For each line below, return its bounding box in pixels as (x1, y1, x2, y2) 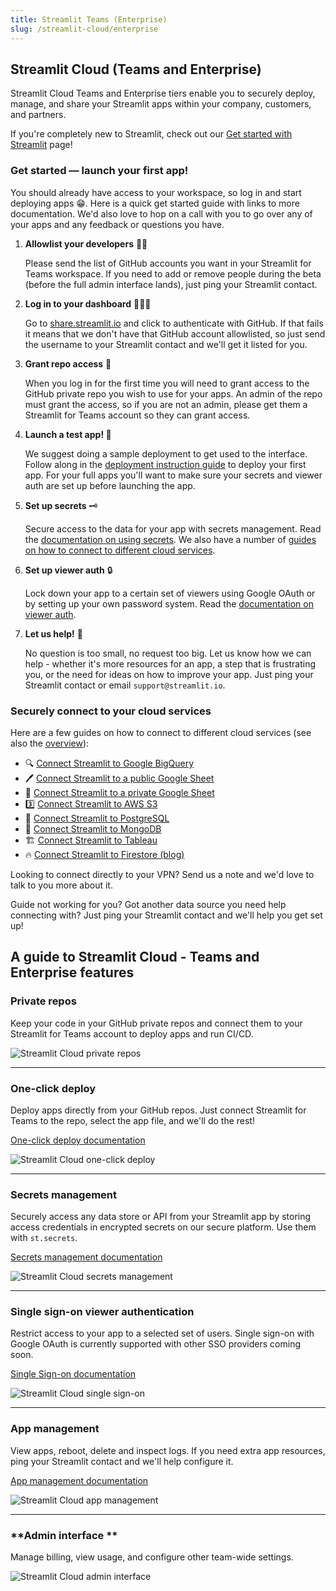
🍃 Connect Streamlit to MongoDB (24, 822, 162, 835)
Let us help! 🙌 (24, 627, 83, 640)
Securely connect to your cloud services (10, 704, 212, 718)
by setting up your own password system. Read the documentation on (24, 597, 314, 610)
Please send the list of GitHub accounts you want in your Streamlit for (24, 257, 312, 269)
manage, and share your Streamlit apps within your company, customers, (10, 98, 312, 110)
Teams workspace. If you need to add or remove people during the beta (24, 267, 322, 280)
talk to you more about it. (10, 879, 113, 891)
